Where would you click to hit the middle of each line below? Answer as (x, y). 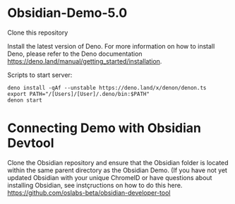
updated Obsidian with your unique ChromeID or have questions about (110, 177)
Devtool (31, 143)
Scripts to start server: (40, 75)
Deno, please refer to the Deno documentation (75, 54)
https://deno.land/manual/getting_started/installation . (85, 61)
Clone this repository (38, 32)
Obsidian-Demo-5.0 (67, 13)
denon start (25, 100)
